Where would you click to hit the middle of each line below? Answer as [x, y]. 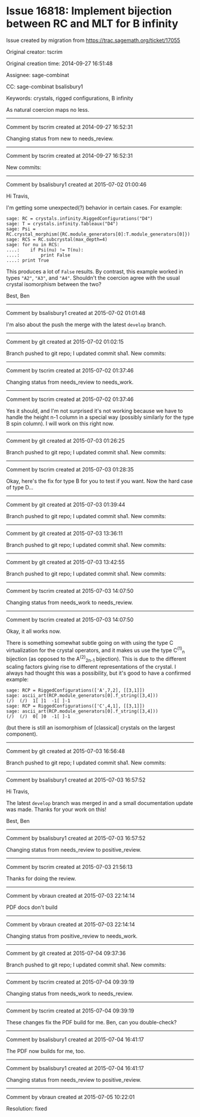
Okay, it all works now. [34, 631]
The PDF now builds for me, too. [46, 1051]
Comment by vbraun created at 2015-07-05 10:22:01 [71, 1097]
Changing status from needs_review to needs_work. [70, 382]
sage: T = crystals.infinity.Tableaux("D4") [62, 224]
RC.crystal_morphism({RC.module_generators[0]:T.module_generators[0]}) [98, 234]
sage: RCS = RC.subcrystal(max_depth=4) [57, 239]
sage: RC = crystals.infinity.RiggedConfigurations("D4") [79, 218]
